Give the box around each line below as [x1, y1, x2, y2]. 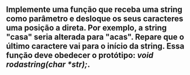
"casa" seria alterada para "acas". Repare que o [6, 32, 184, 42]
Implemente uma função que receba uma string [6, 5, 183, 15]
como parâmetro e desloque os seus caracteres [6, 14, 184, 24]
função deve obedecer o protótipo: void [6, 50, 154, 60]
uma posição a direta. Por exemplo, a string [6, 23, 167, 33]
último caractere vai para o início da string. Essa [6, 41, 185, 52]
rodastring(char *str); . [6, 60, 91, 70]
